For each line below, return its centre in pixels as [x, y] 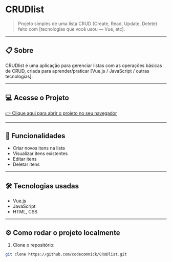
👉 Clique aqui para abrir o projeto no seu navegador [61, 113]
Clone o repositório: [34, 245]
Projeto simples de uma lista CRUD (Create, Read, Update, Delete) [88, 24]
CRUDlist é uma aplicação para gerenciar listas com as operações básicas [84, 65]
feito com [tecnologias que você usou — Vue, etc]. [71, 29]
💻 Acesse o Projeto [37, 98]
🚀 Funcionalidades [35, 136]
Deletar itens [26, 164]
